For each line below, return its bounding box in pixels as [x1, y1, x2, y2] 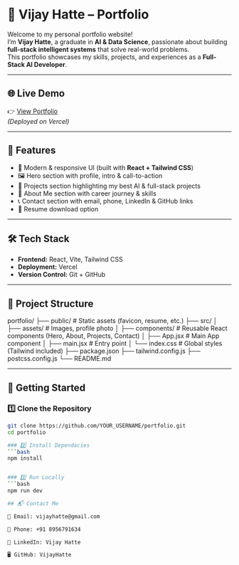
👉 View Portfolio [7, 107, 58, 115]
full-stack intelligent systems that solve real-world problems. [7, 45, 190, 53]
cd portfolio [7, 428, 46, 436]
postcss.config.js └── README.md [7, 354, 112, 363]
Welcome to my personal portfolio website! [7, 30, 133, 38]
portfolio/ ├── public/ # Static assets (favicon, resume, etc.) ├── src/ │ [7, 317, 218, 325]
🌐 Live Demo [7, 88, 65, 100]
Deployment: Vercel [17, 263, 78, 271]
